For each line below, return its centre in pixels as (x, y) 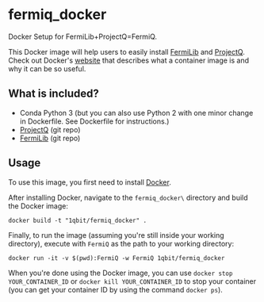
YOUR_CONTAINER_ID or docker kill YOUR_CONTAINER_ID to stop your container (132, 281)
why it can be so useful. (47, 68)
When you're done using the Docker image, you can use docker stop (121, 273)
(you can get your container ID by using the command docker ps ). (116, 289)
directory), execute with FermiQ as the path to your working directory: (121, 243)
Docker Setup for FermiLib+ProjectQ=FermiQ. (82, 36)
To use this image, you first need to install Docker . (90, 182)
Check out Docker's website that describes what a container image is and (129, 60)
